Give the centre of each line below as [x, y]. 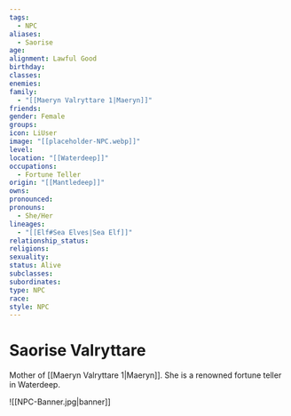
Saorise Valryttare [78, 351]
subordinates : [35, 282]
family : [24, 92]
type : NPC [28, 290]
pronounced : [31, 200]
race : [19, 299]
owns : [19, 191]
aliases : [25, 34]
